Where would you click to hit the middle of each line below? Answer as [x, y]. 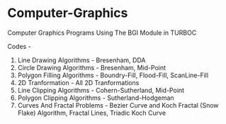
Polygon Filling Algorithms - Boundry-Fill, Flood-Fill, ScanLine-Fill [113, 75]
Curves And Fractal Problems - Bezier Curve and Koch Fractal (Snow [118, 105]
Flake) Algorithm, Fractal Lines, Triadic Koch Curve [92, 113]
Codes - [19, 46]
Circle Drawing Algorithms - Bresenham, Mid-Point [92, 67]
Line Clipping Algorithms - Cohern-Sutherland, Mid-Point [101, 90]
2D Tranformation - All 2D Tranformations [78, 82]
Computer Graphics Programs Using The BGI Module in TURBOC [102, 33]
